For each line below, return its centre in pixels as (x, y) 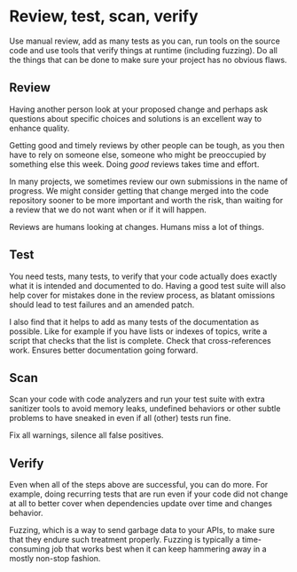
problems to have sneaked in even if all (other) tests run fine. (120, 418)
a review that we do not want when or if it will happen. (108, 210)
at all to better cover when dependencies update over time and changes (141, 504)
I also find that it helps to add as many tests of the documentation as (134, 322)
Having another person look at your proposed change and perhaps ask (139, 109)
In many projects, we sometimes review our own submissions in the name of (148, 181)
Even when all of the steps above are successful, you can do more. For (139, 485)
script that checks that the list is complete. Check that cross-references (141, 340)
